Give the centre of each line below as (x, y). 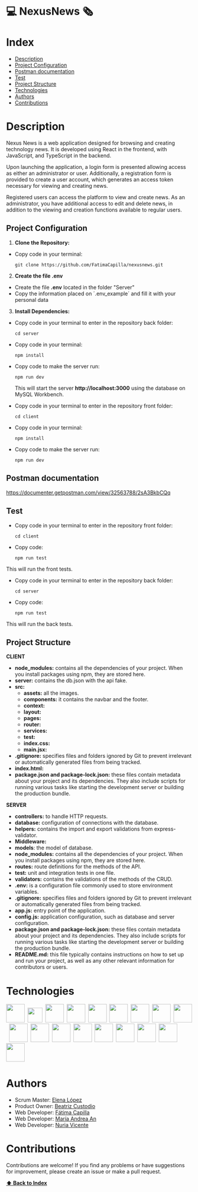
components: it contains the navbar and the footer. (86, 699)
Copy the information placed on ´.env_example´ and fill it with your (95, 294)
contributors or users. (41, 967)
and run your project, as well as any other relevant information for (94, 961)
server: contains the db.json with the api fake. (71, 680)
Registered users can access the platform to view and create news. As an (95, 197)
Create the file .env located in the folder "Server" (74, 287)
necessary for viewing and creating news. (57, 186)
